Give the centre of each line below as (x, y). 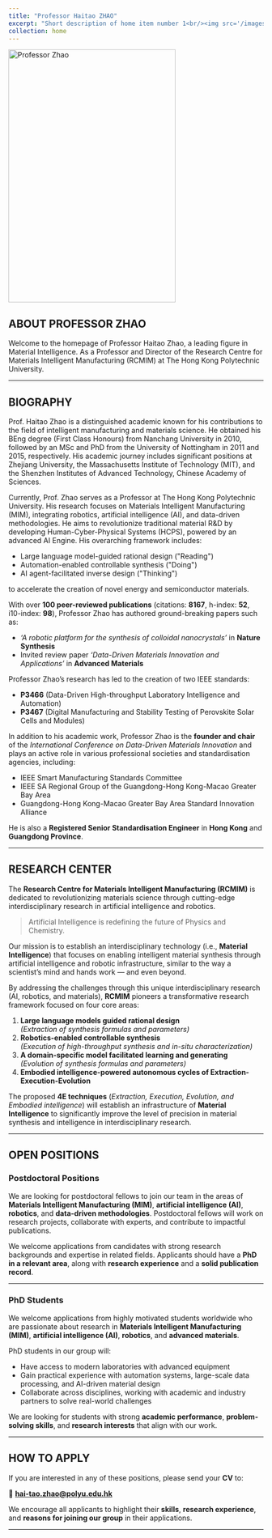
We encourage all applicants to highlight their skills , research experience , (132, 1509)
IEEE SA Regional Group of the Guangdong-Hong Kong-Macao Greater (138, 786)
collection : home (38, 31)
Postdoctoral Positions (54, 1179)
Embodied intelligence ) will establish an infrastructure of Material (117, 1105)
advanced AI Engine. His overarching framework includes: (105, 540)
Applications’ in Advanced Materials (82, 663)
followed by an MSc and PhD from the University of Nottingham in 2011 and (134, 447)
